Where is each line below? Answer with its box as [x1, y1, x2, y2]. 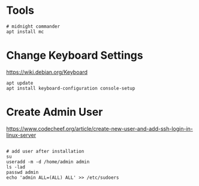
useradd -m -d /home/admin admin [6, 158, 90, 165]
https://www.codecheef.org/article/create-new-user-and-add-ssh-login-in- [6, 125, 193, 132]
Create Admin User [6, 106, 103, 119]
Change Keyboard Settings [6, 49, 143, 62]
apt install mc [6, 28, 44, 35]
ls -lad [6, 164, 26, 170]
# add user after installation [6, 148, 85, 154]
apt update [6, 80, 34, 86]
